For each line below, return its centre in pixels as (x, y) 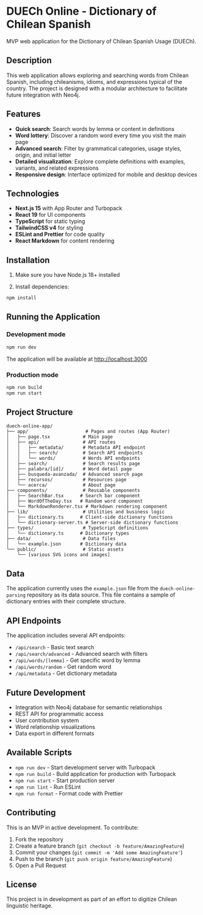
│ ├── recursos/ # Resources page (66, 480)
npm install (21, 298)
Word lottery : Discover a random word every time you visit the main (100, 135)
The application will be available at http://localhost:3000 (77, 359)
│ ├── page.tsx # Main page (60, 437)
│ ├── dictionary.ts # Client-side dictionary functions (90, 518)
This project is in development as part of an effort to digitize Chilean (92, 899)
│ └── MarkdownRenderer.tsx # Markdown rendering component (87, 506)
